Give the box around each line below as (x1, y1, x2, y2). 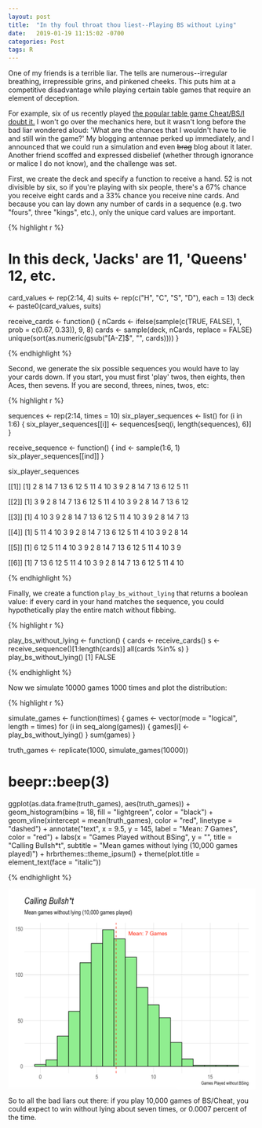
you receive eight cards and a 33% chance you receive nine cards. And (8, 191, 239, 201)
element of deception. (8, 94, 80, 103)
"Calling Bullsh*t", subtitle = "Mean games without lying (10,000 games (8, 841, 238, 850)
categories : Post (8, 38, 65, 46)
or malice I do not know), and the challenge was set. (8, 159, 177, 168)
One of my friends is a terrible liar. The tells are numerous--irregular (8, 68, 227, 78)
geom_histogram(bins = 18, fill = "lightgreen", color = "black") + (8, 807, 214, 817)
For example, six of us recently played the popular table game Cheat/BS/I (8, 109, 245, 118)
